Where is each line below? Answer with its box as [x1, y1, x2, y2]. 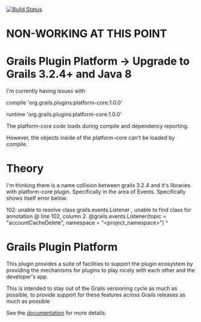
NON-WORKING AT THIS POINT [6, 27, 167, 40]
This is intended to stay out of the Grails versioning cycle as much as [6, 285, 177, 292]
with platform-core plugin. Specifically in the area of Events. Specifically [6, 188, 186, 196]
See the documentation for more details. [6, 309, 107, 317]
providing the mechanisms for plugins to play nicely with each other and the [6, 266, 195, 274]
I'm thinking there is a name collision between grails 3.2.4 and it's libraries [6, 182, 191, 189]
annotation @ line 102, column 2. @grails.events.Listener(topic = [6, 213, 167, 220]
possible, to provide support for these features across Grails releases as [6, 291, 186, 298]
